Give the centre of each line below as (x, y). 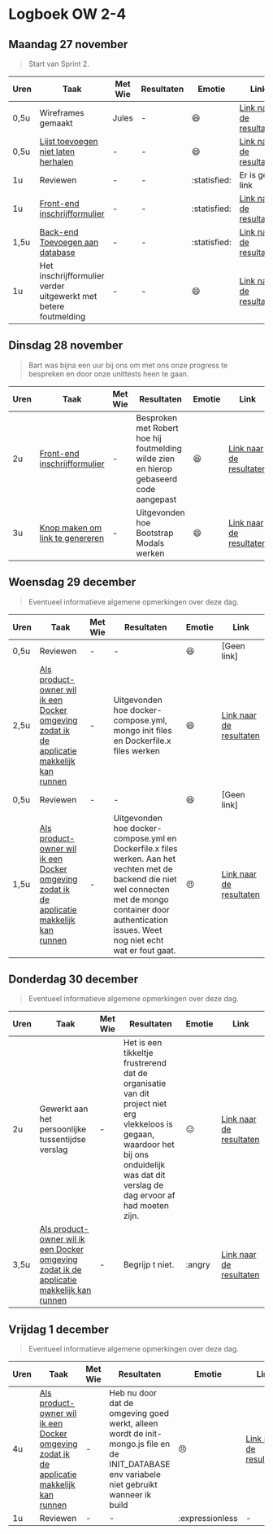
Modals (150, 543)
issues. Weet (138, 930)
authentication (141, 920)
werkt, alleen (134, 1424)
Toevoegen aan (69, 242)
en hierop (154, 468)
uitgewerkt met (68, 296)
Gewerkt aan (64, 1109)
